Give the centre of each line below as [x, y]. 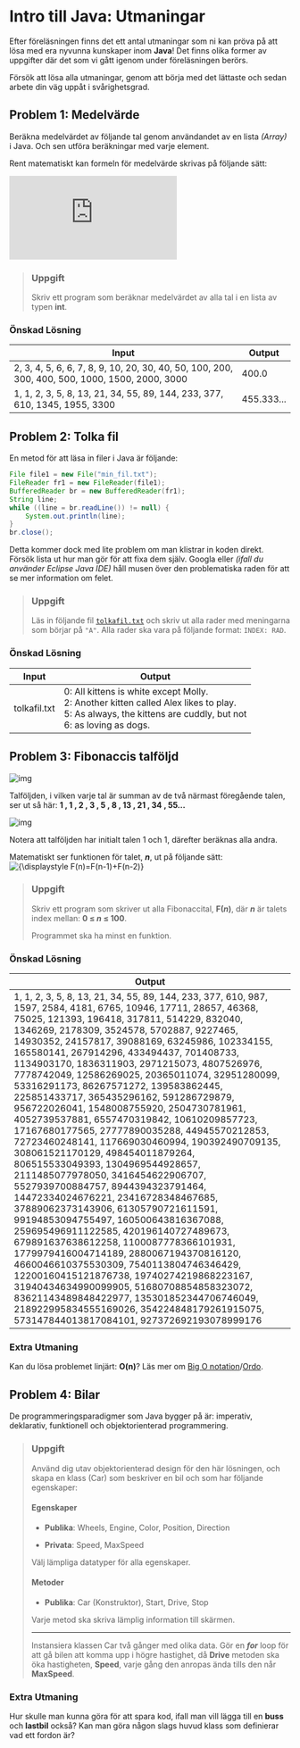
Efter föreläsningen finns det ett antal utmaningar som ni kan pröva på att [144, 41]
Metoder [47, 1583]
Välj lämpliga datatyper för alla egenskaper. [111, 1562]
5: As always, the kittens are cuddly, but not [155, 713]
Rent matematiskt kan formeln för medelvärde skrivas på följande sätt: [138, 163]
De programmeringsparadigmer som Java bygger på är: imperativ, [131, 1416]
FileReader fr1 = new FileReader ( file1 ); [87, 483]
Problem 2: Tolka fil [64, 436]
